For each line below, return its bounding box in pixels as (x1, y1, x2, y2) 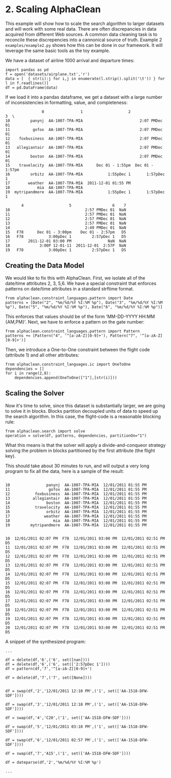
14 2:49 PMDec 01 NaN (5, 225, 126, 230)
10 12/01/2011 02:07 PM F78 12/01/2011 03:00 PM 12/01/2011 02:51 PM (5, 536, 165, 541)
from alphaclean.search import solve (5, 428, 85, 434)
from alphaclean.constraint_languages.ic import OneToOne (5, 362, 131, 367)
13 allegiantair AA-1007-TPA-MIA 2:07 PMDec (5, 145, 163, 150)
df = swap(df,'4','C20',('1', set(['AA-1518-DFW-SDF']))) (5, 715, 131, 720)
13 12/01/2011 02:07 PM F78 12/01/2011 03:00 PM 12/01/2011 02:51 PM (5, 562, 165, 568)
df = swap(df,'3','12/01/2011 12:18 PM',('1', (5, 702, 106, 707)
